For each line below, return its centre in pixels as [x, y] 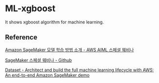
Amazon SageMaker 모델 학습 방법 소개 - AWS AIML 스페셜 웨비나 [69, 50]
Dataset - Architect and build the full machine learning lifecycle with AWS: [79, 70]
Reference [21, 37]
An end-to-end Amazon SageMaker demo [47, 75]
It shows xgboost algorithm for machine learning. [55, 22]
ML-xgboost [30, 9]
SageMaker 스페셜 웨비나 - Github [38, 60]
